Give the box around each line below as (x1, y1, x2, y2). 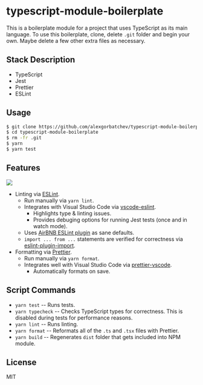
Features (6, 163, 40, 173)
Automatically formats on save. (33, 268, 111, 275)
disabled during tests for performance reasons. (14, 314, 133, 321)
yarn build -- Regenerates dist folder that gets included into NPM (14, 333, 181, 340)
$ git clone (6, 123, 36, 130)
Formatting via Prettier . (14, 248, 72, 255)
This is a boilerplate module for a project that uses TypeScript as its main (6, 24, 188, 31)
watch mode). (33, 222, 68, 229)
